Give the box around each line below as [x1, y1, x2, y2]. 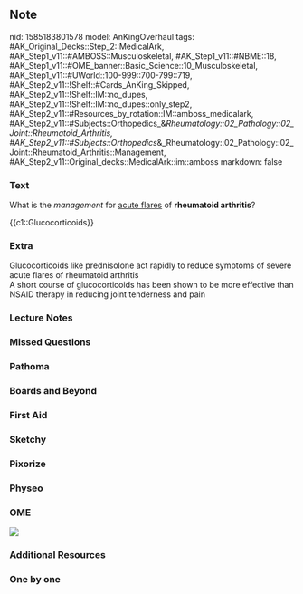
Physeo [9, 482, 43, 494]
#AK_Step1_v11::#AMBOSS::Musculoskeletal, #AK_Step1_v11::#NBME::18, [9, 50, 278, 62]
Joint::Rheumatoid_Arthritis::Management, [9, 147, 166, 158]
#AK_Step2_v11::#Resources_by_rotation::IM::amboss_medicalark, [9, 108, 254, 119]
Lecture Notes [9, 311, 73, 324]
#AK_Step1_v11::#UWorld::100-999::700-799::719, [9, 70, 193, 81]
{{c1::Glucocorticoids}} [9, 217, 95, 228]
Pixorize [9, 457, 47, 470]
